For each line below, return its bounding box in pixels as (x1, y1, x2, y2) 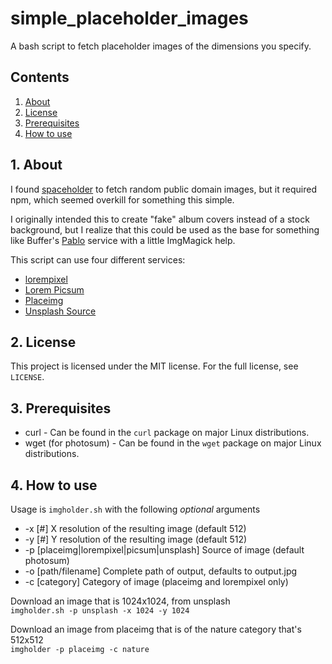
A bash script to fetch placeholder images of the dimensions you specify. (10, 40, 312, 52)
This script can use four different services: (10, 253, 186, 266)
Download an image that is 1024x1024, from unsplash (10, 595, 231, 607)
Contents (10, 69, 70, 86)
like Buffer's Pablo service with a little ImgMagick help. (10, 234, 236, 246)
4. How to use (10, 477, 98, 494)
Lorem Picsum (24, 283, 85, 296)
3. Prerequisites (10, 400, 112, 417)
